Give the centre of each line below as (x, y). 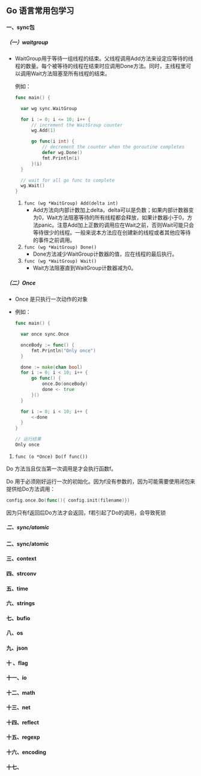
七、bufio (18, 618)
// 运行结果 (28, 439)
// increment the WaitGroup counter (77, 125)
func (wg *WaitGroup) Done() (60, 248)
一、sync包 (20, 27)
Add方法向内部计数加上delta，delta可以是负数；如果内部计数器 (111, 210)
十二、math (21, 692)
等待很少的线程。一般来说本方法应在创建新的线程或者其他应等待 (112, 233)
